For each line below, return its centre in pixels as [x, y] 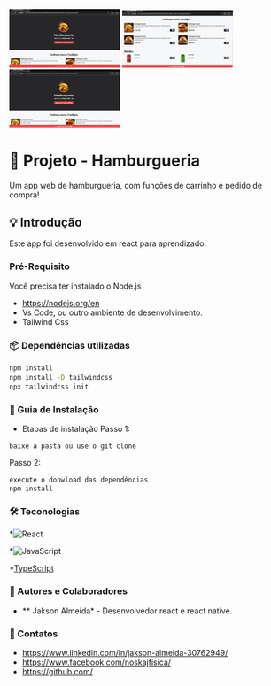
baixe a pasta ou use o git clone [73, 446]
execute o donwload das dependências [79, 480]
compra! [24, 195]
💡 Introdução [46, 223]
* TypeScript [32, 568]
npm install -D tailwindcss [61, 377]
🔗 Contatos [34, 634]
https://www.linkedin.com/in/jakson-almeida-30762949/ [125, 652]
